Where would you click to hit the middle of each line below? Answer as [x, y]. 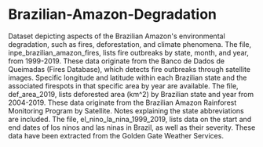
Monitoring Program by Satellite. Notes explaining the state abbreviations [126, 110]
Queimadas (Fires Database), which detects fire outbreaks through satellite [130, 69]
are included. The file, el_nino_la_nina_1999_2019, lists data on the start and [130, 119]
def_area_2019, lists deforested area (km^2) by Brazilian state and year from [131, 94]
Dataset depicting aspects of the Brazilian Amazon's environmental [117, 36]
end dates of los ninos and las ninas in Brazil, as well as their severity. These [132, 127]
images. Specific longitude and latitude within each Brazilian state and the [128, 77]
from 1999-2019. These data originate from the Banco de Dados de [117, 61]
